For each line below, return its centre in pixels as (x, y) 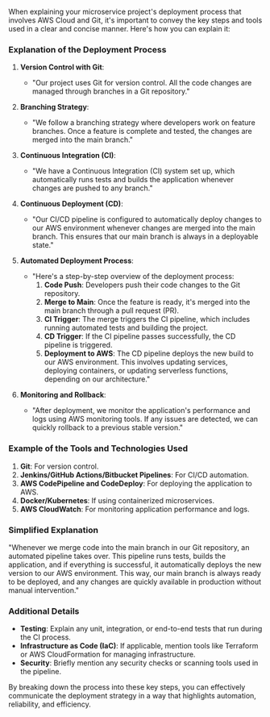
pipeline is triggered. (78, 345)
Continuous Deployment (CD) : (71, 204)
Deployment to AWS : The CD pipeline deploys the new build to (149, 353)
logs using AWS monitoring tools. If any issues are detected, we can (145, 419)
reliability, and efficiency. (50, 704)
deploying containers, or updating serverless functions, (136, 371)
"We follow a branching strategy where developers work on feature (143, 123)
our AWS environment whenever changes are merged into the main (143, 228)
